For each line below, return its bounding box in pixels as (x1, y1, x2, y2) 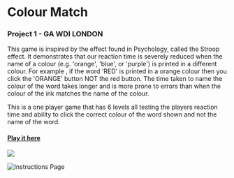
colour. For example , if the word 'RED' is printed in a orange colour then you (7, 67, 227, 75)
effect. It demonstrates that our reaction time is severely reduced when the (7, 52, 223, 61)
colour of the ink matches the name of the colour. (7, 89, 149, 98)
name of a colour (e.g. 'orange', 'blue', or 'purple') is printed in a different (7, 60, 217, 68)
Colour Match (7, 4, 89, 20)
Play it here (7, 134, 41, 142)
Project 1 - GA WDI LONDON (7, 29, 103, 39)
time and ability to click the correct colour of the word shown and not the (7, 110, 217, 119)
